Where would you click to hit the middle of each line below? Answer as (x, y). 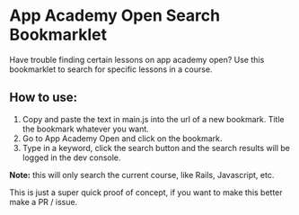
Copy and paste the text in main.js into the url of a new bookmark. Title (153, 119)
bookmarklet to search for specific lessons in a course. (111, 69)
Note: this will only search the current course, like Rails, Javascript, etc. (142, 175)
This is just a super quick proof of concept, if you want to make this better (146, 192)
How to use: (44, 98)
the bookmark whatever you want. (86, 129)
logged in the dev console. (71, 157)
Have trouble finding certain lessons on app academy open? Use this (137, 59)
